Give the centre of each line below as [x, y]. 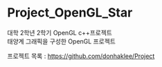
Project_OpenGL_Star [70, 13]
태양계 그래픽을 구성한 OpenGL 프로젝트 [62, 41]
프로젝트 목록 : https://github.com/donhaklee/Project [81, 56]
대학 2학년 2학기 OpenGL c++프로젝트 [60, 32]
